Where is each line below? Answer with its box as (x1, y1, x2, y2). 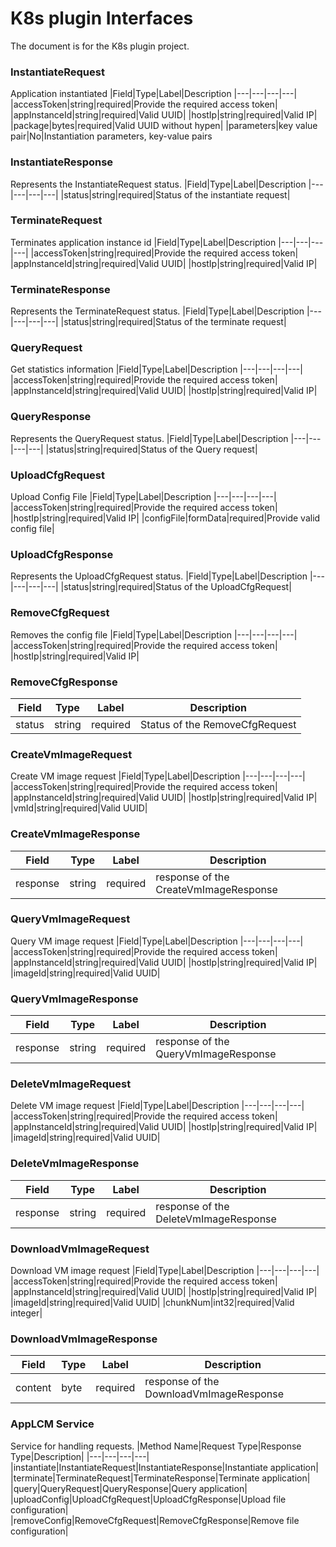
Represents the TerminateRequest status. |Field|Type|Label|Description (10, 305, 305, 317)
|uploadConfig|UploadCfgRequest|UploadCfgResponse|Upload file (10, 1493, 287, 1505)
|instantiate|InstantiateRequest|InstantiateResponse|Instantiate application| (10, 1461, 319, 1473)
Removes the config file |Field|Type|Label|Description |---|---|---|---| (10, 628, 298, 641)
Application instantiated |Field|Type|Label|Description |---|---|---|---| (10, 88, 298, 100)
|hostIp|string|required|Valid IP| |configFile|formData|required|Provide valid (10, 512, 321, 524)
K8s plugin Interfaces (10, 7, 194, 30)
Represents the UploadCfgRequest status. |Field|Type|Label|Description (10, 570, 308, 582)
